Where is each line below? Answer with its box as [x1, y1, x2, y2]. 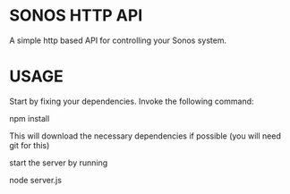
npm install [9, 113, 50, 123]
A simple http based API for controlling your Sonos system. [9, 35, 226, 46]
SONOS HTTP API [9, 5, 143, 26]
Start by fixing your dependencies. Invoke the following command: [9, 96, 254, 106]
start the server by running [9, 157, 108, 168]
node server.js [9, 174, 63, 185]
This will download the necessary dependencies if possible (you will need [9, 131, 282, 141]
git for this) [9, 139, 50, 150]
